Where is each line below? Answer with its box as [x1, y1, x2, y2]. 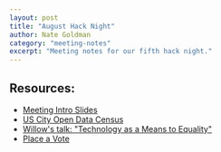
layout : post [9, 13, 59, 23]
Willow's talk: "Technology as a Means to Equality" [22, 123, 213, 134]
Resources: [9, 81, 75, 96]
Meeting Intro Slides [22, 104, 98, 115]
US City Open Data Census [22, 114, 124, 125]
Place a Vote [22, 133, 70, 144]
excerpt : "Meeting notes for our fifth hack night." [9, 47, 213, 56]
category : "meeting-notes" [9, 38, 111, 48]
